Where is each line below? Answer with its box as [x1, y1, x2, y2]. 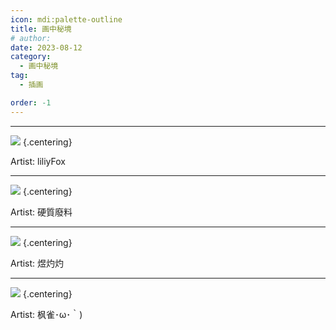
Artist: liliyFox [10, 155, 66, 167]
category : [10, 52, 52, 62]
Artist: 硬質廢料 [10, 206, 73, 218]
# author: [10, 33, 52, 43]
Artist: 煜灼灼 [10, 257, 65, 269]
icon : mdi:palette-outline [10, 14, 123, 25]
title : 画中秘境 [10, 24, 72, 34]
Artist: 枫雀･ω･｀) [10, 308, 83, 320]
